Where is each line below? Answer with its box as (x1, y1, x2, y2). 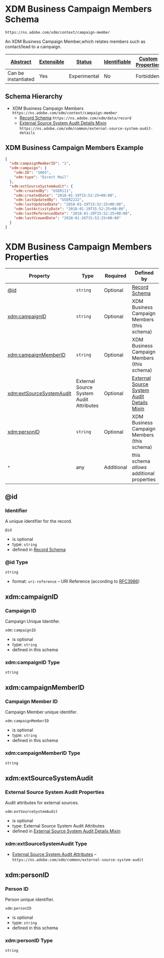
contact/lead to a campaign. (5, 43, 62, 49)
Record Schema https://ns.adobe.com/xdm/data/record (19, 115, 132, 121)
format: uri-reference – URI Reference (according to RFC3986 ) (12, 578, 140, 584)
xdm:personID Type (5, 937, 53, 944)
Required (104, 272, 127, 279)
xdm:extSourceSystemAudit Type (5, 840, 87, 847)
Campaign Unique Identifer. (5, 618, 61, 624)
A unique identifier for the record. (5, 518, 72, 524)
